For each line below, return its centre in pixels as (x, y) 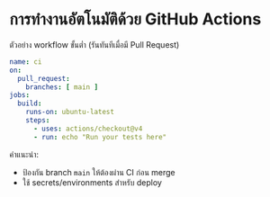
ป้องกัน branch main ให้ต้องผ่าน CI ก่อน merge (99, 172)
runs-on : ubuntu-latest (70, 112)
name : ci (26, 62)
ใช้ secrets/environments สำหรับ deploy (92, 182)
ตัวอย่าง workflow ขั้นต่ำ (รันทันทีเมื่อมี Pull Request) (94, 44)
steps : (38, 121)
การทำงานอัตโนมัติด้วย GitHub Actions (135, 19)
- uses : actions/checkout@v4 (88, 129)
